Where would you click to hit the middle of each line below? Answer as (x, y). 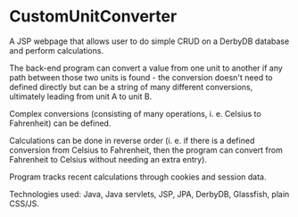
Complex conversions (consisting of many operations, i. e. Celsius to (135, 113)
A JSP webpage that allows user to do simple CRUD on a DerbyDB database (149, 41)
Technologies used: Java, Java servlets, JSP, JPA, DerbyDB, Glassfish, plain (149, 194)
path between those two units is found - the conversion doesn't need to (141, 77)
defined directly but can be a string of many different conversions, (131, 87)
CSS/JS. (25, 204)
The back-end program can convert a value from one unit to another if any (146, 68)
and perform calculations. (57, 50)
